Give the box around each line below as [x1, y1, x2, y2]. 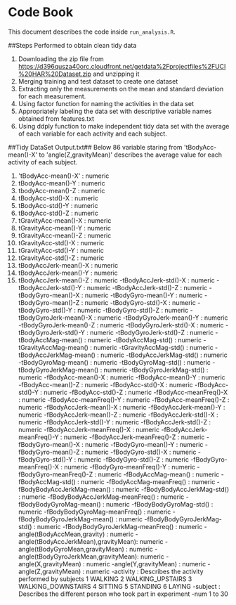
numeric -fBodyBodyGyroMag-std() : [105, 500, 214, 508]
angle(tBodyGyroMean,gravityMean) [18, 545, 125, 553]
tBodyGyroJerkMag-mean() [18, 365, 99, 374]
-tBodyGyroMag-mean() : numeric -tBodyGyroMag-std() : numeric [18, 358, 211, 366]
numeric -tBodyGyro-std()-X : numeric [84, 298, 196, 306]
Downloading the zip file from [18, 54, 104, 63]
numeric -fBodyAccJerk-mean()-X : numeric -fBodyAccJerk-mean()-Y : [18, 403, 225, 411]
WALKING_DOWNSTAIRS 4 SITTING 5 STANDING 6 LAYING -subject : [18, 582, 221, 590]
